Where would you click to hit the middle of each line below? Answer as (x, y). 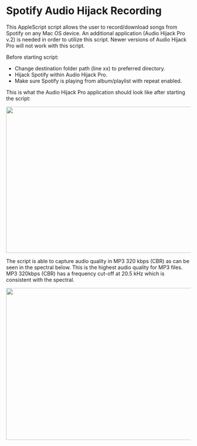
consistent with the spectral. (40, 280)
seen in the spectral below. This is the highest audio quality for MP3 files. (94, 267)
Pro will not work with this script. (45, 46)
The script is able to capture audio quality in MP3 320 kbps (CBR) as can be (98, 261)
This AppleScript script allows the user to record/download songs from (92, 27)
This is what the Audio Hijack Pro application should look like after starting (96, 92)
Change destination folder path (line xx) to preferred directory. (90, 68)
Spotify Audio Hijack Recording (84, 11)
